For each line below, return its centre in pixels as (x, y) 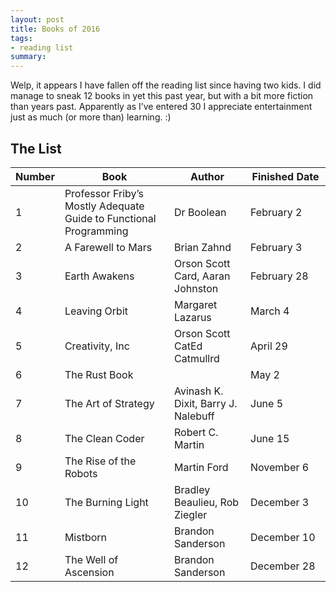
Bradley (192, 489)
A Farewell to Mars (108, 247)
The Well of (91, 559)
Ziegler (191, 514)
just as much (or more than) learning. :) (91, 117)
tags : (21, 38)
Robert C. (196, 432)
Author (207, 176)
